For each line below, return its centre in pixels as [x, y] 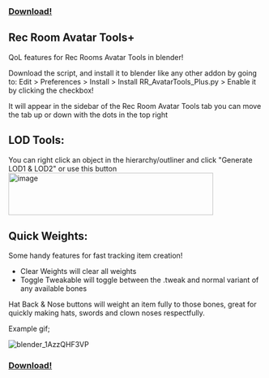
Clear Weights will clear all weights [78, 272]
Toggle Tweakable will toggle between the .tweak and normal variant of [139, 280]
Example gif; [29, 329]
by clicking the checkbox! [51, 90]
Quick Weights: [48, 236]
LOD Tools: [36, 140]
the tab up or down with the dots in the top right [88, 115]
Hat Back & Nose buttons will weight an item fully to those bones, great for [132, 304]
